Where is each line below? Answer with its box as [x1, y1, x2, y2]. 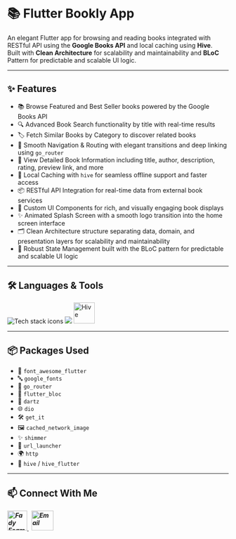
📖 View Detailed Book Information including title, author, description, [17, 155, 216, 164]
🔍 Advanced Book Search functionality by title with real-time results [17, 120, 216, 129]
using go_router [17, 148, 65, 157]
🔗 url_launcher [17, 441, 62, 450]
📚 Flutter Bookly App [7, 6, 135, 22]
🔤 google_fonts [17, 374, 63, 383]
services [17, 196, 43, 204]
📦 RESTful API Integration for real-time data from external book [17, 186, 203, 194]
